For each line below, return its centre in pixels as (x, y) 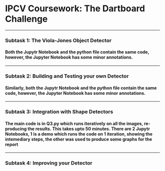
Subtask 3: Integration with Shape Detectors (59, 112)
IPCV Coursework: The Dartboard (75, 9)
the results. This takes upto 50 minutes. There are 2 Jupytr (89, 129)
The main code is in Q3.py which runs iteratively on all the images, (74, 123)
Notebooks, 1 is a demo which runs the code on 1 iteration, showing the (79, 134)
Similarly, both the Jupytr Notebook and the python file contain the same (81, 88)
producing (16, 129)
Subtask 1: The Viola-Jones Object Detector (58, 40)
